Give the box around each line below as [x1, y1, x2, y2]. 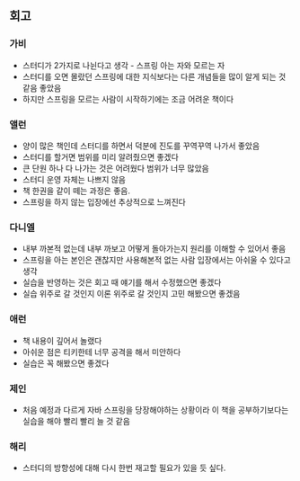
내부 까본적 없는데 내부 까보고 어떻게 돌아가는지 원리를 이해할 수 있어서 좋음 [22, 244, 287, 254]
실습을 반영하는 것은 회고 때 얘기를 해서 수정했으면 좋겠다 [22, 277, 222, 288]
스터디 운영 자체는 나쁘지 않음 [22, 174, 126, 184]
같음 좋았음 [22, 82, 62, 93]
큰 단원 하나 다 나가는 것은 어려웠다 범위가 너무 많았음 [22, 163, 209, 174]
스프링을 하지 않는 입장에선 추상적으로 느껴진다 [22, 196, 186, 207]
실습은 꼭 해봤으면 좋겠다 [22, 358, 110, 369]
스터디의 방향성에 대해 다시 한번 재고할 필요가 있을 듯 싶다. [22, 462, 226, 474]
